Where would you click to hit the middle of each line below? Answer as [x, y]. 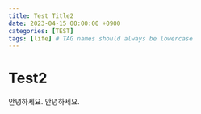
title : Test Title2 [41, 16]
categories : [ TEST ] [41, 31]
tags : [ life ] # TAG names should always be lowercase [101, 38]
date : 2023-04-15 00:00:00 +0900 [65, 23]
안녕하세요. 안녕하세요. [44, 102]
